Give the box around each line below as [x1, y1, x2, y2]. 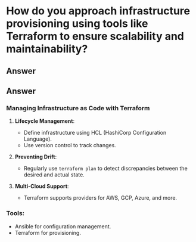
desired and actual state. [23, 171, 85, 178]
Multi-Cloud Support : [14, 183, 69, 190]
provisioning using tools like [6, 17, 148, 30]
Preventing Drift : [14, 153, 57, 160]
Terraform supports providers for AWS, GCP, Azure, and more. [23, 194, 178, 201]
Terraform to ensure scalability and [6, 30, 185, 43]
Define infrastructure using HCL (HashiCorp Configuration [23, 129, 167, 136]
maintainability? [6, 42, 88, 56]
